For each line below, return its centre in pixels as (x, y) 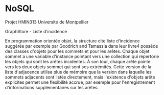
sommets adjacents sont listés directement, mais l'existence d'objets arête (80, 77)
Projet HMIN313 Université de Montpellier (47, 22)
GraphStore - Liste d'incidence (36, 31)
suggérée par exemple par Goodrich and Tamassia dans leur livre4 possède (82, 46)
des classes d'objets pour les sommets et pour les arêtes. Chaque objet (77, 51)
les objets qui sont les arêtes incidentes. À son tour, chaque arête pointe (78, 61)
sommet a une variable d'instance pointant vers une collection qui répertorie (82, 56)
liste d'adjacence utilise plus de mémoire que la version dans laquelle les (78, 72)
